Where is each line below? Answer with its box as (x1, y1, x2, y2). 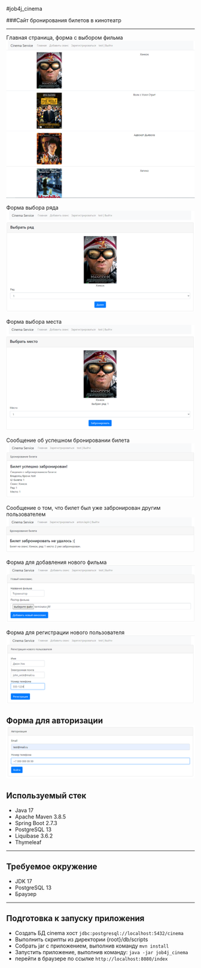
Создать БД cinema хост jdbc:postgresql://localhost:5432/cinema (14, 929, 184, 936)
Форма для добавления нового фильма (6, 558, 107, 566)
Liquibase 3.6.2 (14, 832, 53, 839)
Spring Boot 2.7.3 (14, 819, 58, 826)
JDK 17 (14, 877, 32, 885)
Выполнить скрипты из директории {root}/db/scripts (14, 936, 148, 943)
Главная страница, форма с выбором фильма (6, 34, 123, 41)
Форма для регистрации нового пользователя (6, 629, 124, 636)
